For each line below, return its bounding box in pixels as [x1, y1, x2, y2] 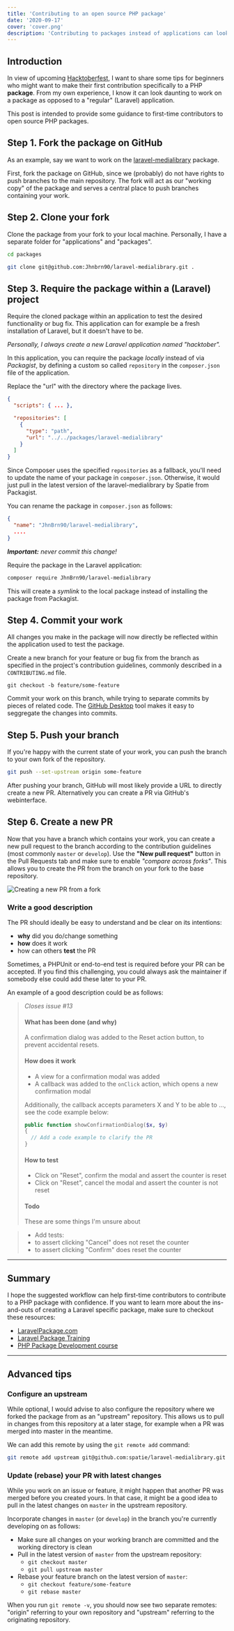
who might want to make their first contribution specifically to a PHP [7, 81, 203, 90]
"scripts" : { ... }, [13, 402, 73, 409]
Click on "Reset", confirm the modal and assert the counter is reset [34, 1171, 227, 1180]
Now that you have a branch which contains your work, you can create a [7, 834, 215, 843]
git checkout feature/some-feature [27, 1582, 131, 1589]
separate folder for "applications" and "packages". [7, 237, 153, 246]
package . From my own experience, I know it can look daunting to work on [7, 88, 222, 97]
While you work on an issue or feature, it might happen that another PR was [7, 1486, 224, 1495]
